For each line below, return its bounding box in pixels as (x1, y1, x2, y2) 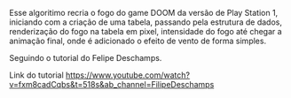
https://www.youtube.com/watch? (65, 70, 191, 80)
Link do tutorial (9, 70, 64, 80)
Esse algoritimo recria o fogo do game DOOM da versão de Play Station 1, (9, 8, 279, 18)
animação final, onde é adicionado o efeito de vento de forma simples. (9, 35, 267, 46)
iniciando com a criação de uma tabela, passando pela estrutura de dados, (9, 17, 282, 27)
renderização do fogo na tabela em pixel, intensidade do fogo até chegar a (9, 26, 282, 36)
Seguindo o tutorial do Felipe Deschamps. (9, 53, 162, 63)
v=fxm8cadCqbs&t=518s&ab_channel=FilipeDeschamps (9, 79, 215, 89)
